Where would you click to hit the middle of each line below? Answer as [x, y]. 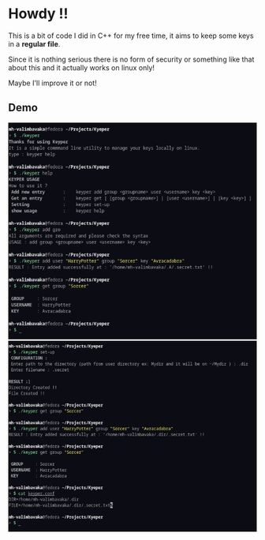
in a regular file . [34, 43]
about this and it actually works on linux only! [82, 67]
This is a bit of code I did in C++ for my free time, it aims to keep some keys [131, 36]
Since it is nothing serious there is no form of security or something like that [131, 59]
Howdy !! [38, 14]
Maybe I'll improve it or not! [52, 83]
